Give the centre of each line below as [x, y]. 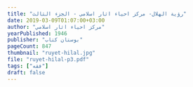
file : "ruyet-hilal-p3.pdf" [48, 60]
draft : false [26, 72]
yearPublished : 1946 [38, 33]
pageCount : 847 [29, 46]
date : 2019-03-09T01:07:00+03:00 [56, 20]
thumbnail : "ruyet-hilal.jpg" [52, 53]
